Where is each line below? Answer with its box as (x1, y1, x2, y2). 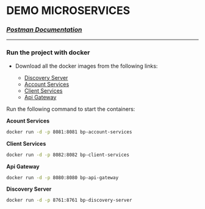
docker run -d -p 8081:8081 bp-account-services (6, 129, 132, 135)
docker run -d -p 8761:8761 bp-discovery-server (6, 197, 132, 204)
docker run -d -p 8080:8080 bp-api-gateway (6, 174, 119, 180)
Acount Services (6, 117, 50, 124)
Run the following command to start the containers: (6, 105, 135, 113)
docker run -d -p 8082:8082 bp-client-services (6, 152, 130, 158)
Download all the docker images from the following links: (15, 62, 158, 69)
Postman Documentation (6, 26, 82, 34)
